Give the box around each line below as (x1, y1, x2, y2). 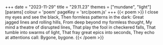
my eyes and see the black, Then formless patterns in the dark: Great (5, 14, 144, 20)
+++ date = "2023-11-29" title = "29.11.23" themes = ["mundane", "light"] (5, 4, 151, 10)
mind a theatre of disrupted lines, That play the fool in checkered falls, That (5, 24, 156, 30)
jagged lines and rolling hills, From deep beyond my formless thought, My (5, 19, 152, 25)
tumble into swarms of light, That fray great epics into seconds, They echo (5, 30, 155, 35)
